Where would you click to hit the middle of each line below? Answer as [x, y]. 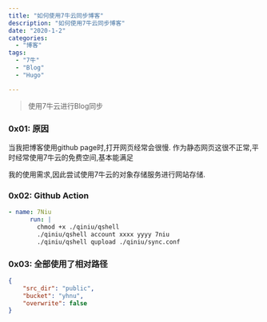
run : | [40, 220]
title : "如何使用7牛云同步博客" [56, 16]
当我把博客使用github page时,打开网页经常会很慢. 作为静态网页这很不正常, [130, 147]
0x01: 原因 [29, 129]
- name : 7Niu [30, 213]
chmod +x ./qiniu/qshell [78, 227]
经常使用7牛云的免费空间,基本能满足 [74, 157]
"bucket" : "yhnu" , [53, 296]
